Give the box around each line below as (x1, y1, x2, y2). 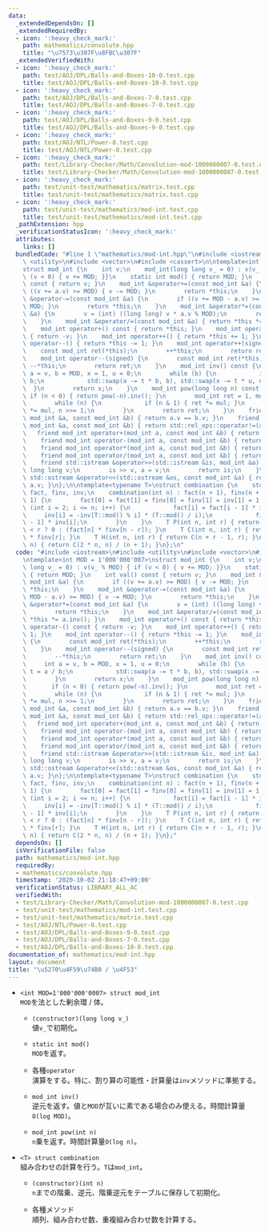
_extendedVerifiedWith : (15, 57, 94, 65)
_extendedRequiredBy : (15, 26, 88, 34)
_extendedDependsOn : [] (15, 19, 94, 27)
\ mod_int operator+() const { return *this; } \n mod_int (22, 325, 242, 333)
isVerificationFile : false (15, 846, 106, 854)
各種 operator (31, 1065, 75, 1075)
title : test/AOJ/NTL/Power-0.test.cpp (22, 146, 152, 154)
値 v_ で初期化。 (31, 1023, 82, 1032)
